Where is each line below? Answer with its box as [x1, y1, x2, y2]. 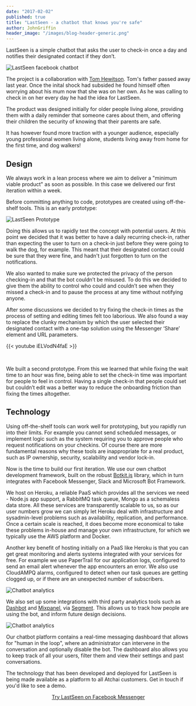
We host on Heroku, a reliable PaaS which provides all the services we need [6, 489, 189, 496]
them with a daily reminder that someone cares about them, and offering [6, 112, 181, 119]
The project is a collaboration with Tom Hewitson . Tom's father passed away [6, 76, 191, 83]
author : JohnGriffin [6, 25, 57, 31]
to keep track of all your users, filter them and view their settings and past [6, 652, 184, 659]
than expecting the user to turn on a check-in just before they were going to [6, 239, 189, 246]
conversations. [6, 658, 42, 665]
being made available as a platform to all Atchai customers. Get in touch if [6, 675, 184, 683]
